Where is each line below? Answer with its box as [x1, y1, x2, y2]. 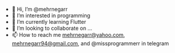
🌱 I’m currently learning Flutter [11, 18, 87, 25]
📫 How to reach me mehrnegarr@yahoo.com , [11, 32, 126, 38]
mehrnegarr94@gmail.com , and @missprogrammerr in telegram [11, 40, 169, 47]
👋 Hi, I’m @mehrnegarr [11, 6, 68, 13]
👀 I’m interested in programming [11, 12, 91, 19]
